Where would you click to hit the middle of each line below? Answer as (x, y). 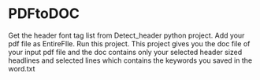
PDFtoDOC (44, 14)
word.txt (22, 68)
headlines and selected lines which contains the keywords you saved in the (130, 60)
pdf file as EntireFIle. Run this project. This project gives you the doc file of (129, 43)
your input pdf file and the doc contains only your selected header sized (125, 52)
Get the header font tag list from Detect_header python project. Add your (126, 35)
